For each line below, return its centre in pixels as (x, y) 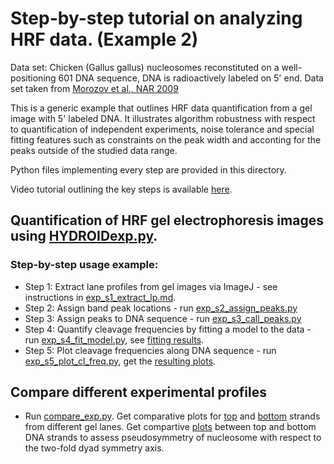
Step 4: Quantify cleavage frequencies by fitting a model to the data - (168, 329)
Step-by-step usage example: (84, 265)
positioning (33, 78)
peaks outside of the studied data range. (94, 150)
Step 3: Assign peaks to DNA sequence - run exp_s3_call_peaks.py (163, 318)
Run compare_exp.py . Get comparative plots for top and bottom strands (172, 416)
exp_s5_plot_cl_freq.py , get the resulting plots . (120, 361)
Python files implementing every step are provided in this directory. (148, 169)
